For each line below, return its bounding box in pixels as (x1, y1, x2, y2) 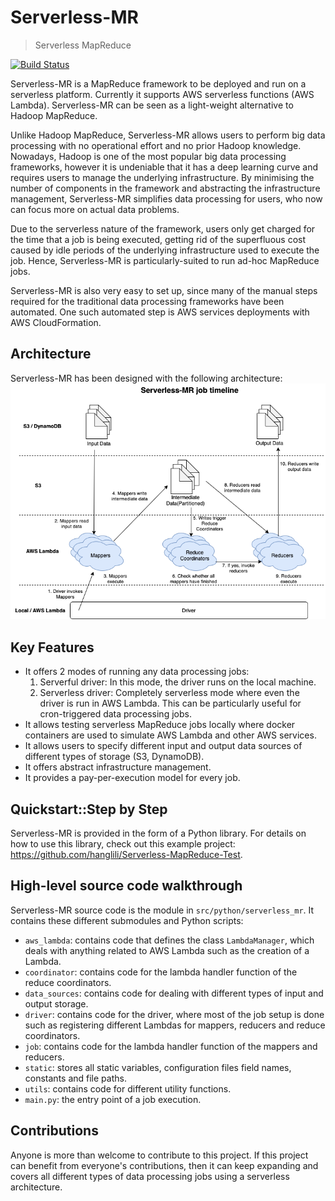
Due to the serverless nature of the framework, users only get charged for (10, 222, 316, 235)
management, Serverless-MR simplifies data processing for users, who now (10, 192, 323, 205)
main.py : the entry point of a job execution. (24, 1093, 202, 1105)
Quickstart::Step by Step (10, 801, 168, 818)
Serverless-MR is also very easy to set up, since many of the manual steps (10, 284, 318, 296)
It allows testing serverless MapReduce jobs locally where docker (24, 719, 296, 731)
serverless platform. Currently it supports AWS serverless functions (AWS (10, 88, 315, 100)
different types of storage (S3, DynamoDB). (24, 751, 205, 763)
